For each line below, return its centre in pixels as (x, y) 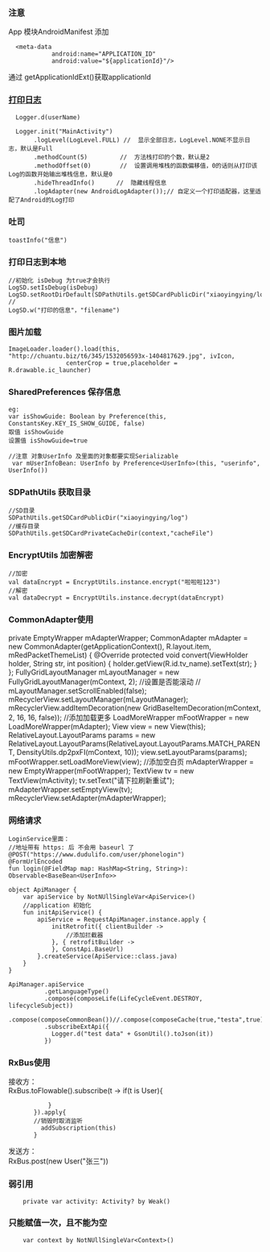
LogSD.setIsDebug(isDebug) (53, 288)
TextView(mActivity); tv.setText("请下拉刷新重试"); (92, 780)
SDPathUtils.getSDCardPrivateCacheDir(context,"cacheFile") (111, 533)
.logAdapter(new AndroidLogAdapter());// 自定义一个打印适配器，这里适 (147, 191)
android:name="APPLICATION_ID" (104, 54)
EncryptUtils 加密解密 (51, 555)
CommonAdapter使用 (51, 620)
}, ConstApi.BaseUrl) (88, 949)
